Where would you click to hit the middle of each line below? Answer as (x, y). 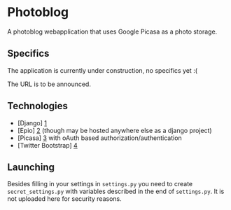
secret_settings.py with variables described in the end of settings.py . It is (116, 191)
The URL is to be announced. (49, 84)
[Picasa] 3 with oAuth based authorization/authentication (99, 138)
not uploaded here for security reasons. (64, 199)
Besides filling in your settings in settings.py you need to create (100, 184)
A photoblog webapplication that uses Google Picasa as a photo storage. (112, 31)
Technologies (38, 106)
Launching (31, 167)
